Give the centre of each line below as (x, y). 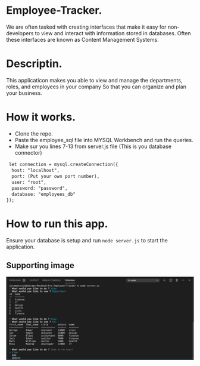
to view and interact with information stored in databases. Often (113, 33)
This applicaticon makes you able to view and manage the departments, (94, 80)
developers (20, 33)
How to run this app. (57, 224)
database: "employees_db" (44, 194)
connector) (29, 152)
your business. (24, 93)
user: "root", (29, 182)
